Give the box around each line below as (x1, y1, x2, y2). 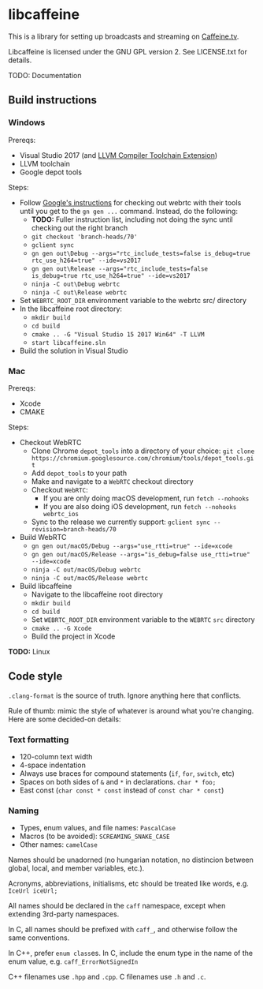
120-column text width (19, 752, 93, 762)
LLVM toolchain (19, 159, 71, 168)
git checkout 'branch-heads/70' (31, 233, 138, 241)
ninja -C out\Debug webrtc (31, 280, 120, 288)
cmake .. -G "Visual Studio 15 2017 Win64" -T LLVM (31, 330, 205, 339)
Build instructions (8, 93, 97, 107)
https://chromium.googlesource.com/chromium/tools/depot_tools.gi (31, 454, 254, 463)
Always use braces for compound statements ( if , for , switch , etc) (19, 769, 235, 778)
